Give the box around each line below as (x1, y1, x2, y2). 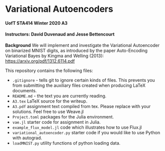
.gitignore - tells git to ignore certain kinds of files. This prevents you (12, 77, 155, 83)
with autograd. (12, 135, 42, 141)
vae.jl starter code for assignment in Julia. (12, 119, 101, 125)
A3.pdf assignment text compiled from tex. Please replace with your (12, 103, 151, 109)
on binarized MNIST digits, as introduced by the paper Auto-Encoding (5, 47, 148, 53)
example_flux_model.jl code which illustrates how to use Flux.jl (12, 124, 142, 130)
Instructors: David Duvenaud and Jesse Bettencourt (5, 31, 115, 38)
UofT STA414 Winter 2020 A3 (5, 20, 68, 26)
